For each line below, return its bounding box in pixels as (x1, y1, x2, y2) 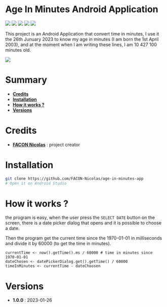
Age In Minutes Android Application (5, 4, 158, 15)
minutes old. (5, 47, 31, 53)
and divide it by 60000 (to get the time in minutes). (5, 241, 111, 247)
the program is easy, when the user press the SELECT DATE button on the (5, 214, 155, 221)
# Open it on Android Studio (5, 181, 67, 186)
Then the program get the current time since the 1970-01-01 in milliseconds (5, 235, 162, 241)
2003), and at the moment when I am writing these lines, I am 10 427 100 (5, 42, 157, 48)
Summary (5, 74, 47, 86)
